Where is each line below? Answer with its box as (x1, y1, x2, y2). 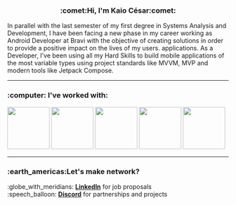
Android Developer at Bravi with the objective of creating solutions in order (7, 37, 223, 45)
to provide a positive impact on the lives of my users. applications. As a (7, 44, 214, 53)
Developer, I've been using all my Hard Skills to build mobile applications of (7, 51, 225, 60)
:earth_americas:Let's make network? (7, 166, 140, 176)
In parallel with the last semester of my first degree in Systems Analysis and (7, 22, 227, 30)
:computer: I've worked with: (7, 91, 109, 100)
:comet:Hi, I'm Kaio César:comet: (60, 6, 176, 15)
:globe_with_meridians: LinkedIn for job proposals (7, 182, 152, 191)
